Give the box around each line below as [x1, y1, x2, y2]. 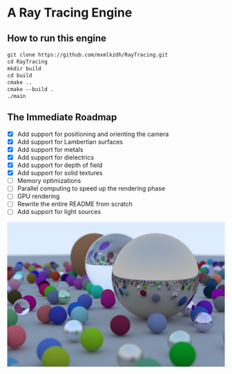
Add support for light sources [17, 208, 101, 216]
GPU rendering [17, 192, 60, 201]
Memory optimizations [17, 177, 81, 185]
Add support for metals [17, 145, 84, 153]
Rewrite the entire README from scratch [17, 200, 133, 208]
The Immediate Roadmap [7, 112, 117, 124]
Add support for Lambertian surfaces [17, 137, 123, 146]
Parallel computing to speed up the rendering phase [17, 184, 166, 193]
